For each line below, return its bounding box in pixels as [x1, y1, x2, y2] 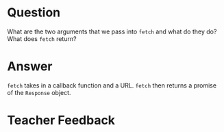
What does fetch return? [7, 34, 77, 42]
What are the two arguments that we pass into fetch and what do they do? [7, 27, 217, 36]
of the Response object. [7, 88, 71, 96]
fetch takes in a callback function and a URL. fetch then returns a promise [7, 81, 217, 90]
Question [7, 5, 60, 21]
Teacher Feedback [7, 113, 115, 128]
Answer [7, 59, 53, 75]
